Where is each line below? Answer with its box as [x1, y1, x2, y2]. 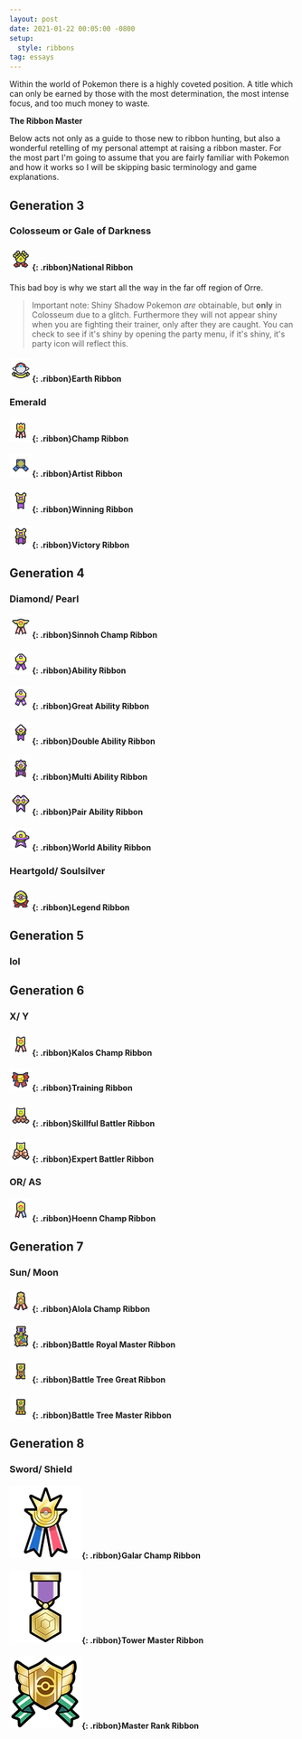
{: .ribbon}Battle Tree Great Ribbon [32, 1374, 166, 1385]
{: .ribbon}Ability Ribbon [32, 665, 127, 676]
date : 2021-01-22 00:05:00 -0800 [9, 24, 136, 33]
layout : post [9, 14, 59, 24]
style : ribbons [17, 43, 75, 52]
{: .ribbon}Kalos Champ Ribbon [32, 1047, 153, 1058]
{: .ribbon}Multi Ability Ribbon [32, 771, 148, 782]
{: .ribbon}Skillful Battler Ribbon [32, 1117, 156, 1128]
